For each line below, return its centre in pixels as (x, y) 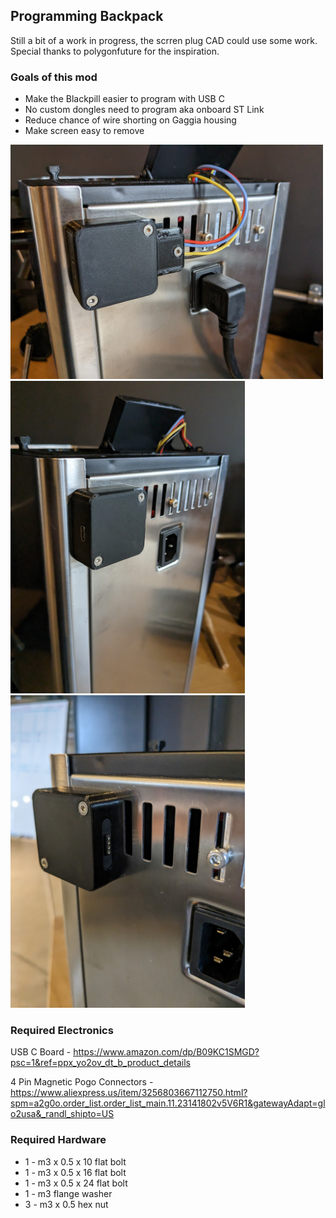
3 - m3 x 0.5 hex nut (66, 1204)
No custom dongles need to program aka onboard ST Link (144, 110)
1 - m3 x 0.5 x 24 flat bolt (76, 1183)
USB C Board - (41, 1052)
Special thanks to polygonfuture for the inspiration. (115, 51)
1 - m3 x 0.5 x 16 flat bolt (75, 1172)
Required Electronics (62, 1031)
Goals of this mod (54, 77)
